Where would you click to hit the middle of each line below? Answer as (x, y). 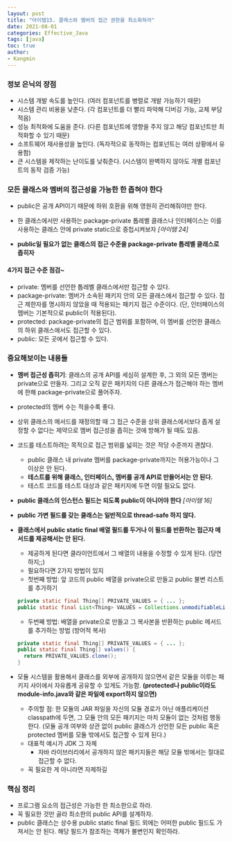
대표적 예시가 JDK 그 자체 (62, 744)
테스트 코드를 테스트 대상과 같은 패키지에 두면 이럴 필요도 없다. (111, 485)
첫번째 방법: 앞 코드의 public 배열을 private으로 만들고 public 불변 (116, 579)
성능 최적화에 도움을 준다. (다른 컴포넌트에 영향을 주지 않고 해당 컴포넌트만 (117, 127)
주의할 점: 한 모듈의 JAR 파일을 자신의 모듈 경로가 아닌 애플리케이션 (118, 709)
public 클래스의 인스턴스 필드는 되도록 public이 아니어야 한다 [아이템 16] (115, 500)
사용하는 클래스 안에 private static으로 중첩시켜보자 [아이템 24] (103, 229)
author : (18, 53)
